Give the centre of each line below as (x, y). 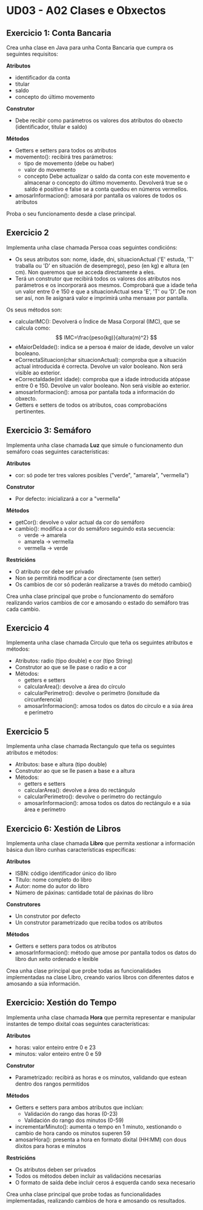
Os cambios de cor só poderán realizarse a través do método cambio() (103, 584)
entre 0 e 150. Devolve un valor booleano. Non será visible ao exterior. (103, 386)
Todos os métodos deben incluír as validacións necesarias (88, 1176)
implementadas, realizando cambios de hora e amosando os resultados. (96, 1200)
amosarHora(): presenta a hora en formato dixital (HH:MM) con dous (101, 1140)
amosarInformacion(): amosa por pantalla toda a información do (95, 392)
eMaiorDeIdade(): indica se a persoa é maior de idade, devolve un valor (104, 347)
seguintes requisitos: (32, 54)
